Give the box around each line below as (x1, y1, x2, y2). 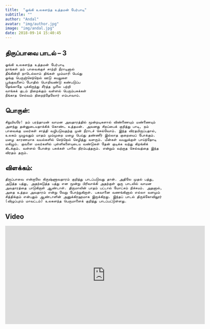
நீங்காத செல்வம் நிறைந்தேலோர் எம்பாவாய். (5, 93, 81, 98)
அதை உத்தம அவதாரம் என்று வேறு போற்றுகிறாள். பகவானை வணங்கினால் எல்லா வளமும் (5, 190, 160, 195)
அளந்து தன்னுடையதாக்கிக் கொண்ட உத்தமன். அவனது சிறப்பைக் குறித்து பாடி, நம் (5, 124, 149, 129)
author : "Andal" (5, 16, 39, 21)
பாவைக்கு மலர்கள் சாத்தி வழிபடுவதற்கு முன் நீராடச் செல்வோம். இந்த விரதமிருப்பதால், (5, 128, 157, 133)
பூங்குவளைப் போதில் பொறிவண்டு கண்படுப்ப (5, 79, 81, 85)
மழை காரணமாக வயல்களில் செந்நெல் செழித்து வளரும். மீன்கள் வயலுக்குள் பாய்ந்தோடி (5, 137, 157, 142)
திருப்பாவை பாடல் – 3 (5, 49, 67, 57)
